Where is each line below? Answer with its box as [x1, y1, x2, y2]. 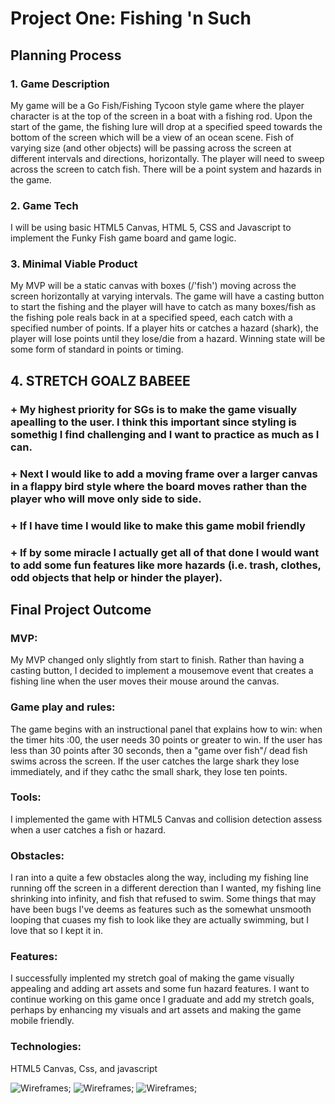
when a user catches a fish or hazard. [10, 823, 167, 836]
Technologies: [10, 1040, 82, 1054]
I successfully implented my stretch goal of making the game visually [10, 972, 295, 984]
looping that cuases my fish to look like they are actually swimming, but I [10, 914, 309, 926]
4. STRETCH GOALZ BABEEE [10, 372, 191, 389]
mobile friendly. [10, 1015, 75, 1027]
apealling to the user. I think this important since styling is [10, 415, 297, 429]
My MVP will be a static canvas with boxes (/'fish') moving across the [10, 280, 297, 292]
